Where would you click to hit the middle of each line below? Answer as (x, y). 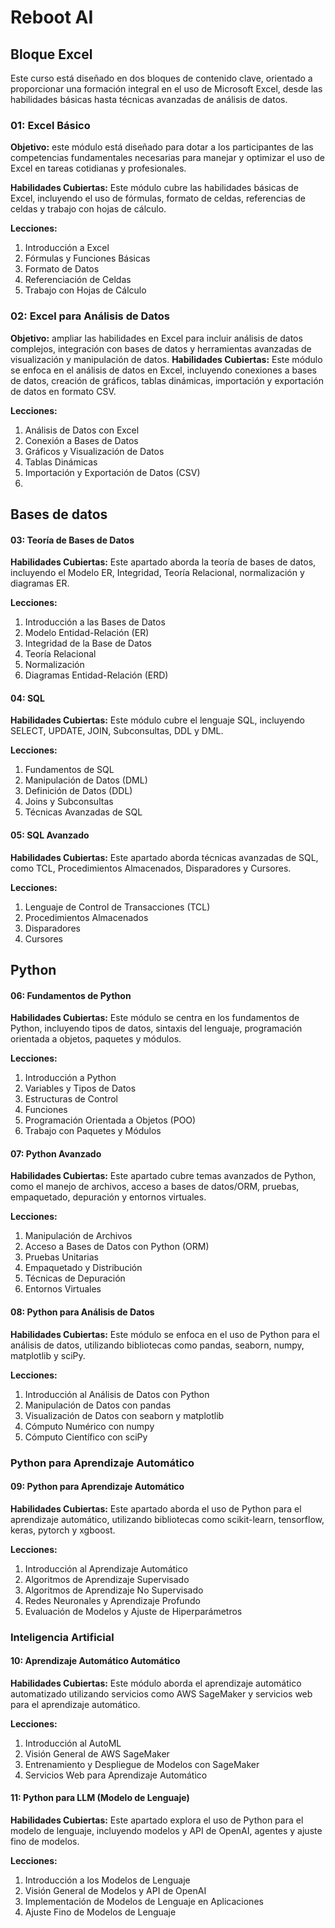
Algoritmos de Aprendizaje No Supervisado (114, 1590)
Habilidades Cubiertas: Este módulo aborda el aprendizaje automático (156, 1683)
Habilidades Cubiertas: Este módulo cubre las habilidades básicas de (154, 188)
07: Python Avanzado (56, 1153)
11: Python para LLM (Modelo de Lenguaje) (100, 1798)
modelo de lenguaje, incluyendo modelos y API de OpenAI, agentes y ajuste (166, 1831)
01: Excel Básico (50, 125)
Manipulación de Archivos (78, 1236)
